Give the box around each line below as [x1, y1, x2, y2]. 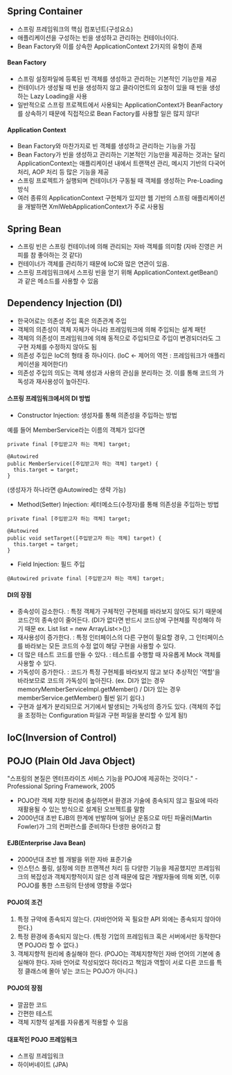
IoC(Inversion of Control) [7, 731, 117, 743]
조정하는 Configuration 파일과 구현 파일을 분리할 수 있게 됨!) [24, 711, 188, 720]
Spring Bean [7, 223, 62, 235]
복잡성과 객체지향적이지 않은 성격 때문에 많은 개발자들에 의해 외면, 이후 [30, 872, 221, 880]
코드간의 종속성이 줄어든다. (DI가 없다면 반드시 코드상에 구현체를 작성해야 [17, 616, 215, 624]
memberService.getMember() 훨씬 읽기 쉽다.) [17, 694, 145, 702]
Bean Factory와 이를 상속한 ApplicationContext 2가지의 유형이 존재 [17, 42, 202, 51]
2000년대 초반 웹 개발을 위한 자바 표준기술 [17, 855, 133, 863]
